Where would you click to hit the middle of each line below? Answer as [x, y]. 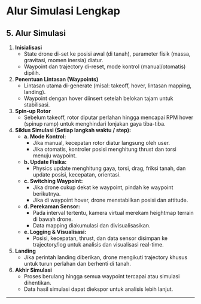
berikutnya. [47, 194]
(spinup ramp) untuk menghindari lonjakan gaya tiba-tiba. [95, 124]
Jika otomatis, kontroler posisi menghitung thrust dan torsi [104, 149]
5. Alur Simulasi [36, 33]
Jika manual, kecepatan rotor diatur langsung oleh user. [101, 143]
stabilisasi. [37, 105]
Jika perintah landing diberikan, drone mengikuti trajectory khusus [106, 257]
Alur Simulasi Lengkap [63, 11]
